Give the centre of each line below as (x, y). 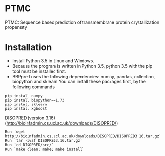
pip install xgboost (26, 108)
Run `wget (15, 132)
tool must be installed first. (39, 71)
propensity (16, 27)
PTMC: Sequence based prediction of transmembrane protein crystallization (82, 22)
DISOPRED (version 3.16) (30, 118)
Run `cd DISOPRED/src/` (29, 145)
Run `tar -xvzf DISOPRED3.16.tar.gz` (44, 140)
